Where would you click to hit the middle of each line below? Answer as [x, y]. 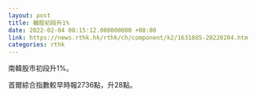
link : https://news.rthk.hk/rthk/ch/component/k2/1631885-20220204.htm [128, 37]
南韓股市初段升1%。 [41, 69]
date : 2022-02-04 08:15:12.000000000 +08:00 [82, 30]
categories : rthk [37, 45]
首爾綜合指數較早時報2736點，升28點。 [72, 85]
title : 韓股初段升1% [39, 23]
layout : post [30, 15]
